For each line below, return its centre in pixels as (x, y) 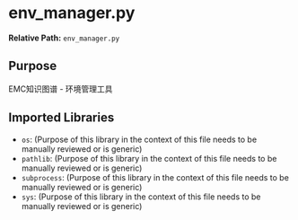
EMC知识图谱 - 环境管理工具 (61, 89)
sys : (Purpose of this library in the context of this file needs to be (141, 197)
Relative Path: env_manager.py (64, 38)
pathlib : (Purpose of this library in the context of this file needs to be (149, 158)
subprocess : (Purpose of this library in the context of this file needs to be (155, 177)
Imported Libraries (61, 118)
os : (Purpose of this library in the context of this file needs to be (139, 139)
